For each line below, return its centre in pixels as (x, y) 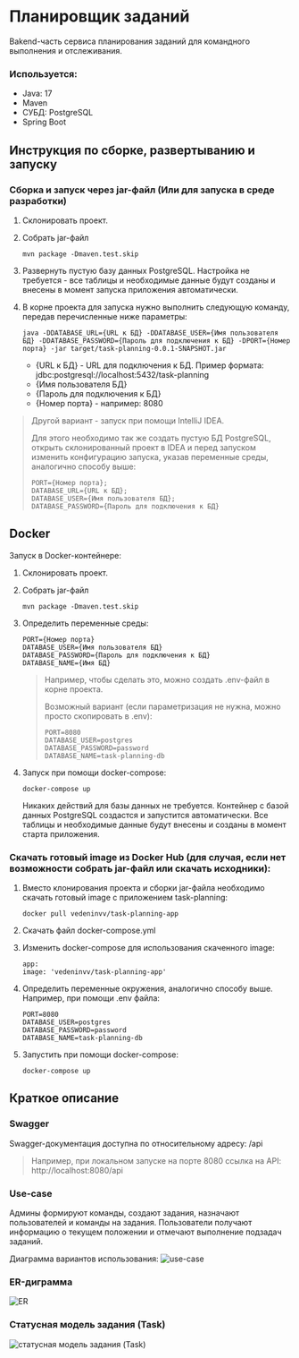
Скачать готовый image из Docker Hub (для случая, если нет (148, 857)
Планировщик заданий (100, 17)
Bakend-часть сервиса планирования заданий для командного (130, 41)
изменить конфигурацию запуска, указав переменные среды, (150, 457)
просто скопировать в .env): (98, 716)
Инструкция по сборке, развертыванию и (133, 150)
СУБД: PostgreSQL (58, 113)
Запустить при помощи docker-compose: (100, 1055)
